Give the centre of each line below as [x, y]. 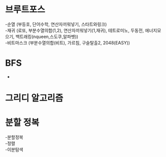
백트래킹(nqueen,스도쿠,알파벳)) [47, 37]
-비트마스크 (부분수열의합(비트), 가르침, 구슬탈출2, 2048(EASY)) [68, 42]
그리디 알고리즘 [34, 98]
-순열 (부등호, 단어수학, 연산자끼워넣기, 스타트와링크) [56, 24]
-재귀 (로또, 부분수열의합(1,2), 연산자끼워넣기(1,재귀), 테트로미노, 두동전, [75, 30]
